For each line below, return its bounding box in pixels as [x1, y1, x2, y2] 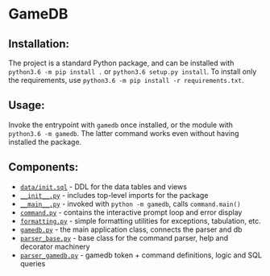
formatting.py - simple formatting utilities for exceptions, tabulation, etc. [19, 216, 262, 225]
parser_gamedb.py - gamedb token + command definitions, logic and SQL [19, 250, 262, 260]
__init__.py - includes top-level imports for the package [19, 190, 209, 200]
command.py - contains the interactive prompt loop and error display [19, 207, 243, 217]
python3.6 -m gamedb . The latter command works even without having [8, 128, 239, 138]
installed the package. [8, 137, 82, 146]
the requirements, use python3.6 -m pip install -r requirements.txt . [8, 76, 244, 84]
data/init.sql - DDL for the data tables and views [19, 182, 188, 192]
